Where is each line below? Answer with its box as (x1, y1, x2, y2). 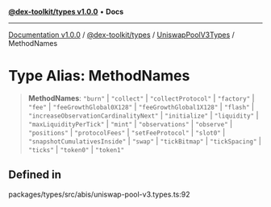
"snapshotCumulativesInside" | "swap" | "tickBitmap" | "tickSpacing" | (27, 136, 262, 146)
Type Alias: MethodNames (8, 67, 190, 85)
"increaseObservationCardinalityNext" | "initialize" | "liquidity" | (27, 110, 259, 120)
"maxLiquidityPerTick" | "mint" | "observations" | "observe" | (27, 118, 232, 128)
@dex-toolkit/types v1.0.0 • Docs (8, 7, 124, 16)
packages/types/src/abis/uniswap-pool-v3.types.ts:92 (8, 189, 190, 199)
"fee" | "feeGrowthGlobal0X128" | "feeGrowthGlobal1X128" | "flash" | (27, 101, 254, 111)
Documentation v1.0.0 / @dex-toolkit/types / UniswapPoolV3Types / (8, 30, 236, 39)
